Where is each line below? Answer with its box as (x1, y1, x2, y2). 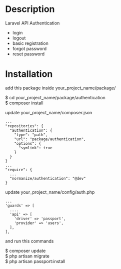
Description (5, 3, 55, 15)
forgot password (12, 45, 47, 51)
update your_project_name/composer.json (5, 109, 92, 115)
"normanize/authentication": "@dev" (9, 176, 86, 181)
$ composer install (5, 100, 43, 106)
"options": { (14, 141, 41, 146)
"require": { (5, 167, 32, 172)
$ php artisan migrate (5, 253, 50, 259)
